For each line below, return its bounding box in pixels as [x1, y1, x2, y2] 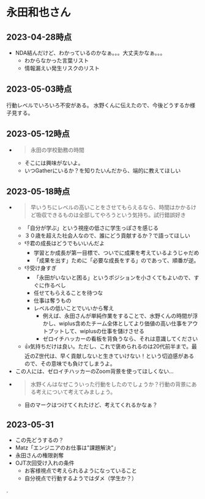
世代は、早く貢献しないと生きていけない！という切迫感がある [39, 352, 195, 360]
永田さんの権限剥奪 [15, 452, 64, 459]
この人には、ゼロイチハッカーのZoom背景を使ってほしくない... [15, 368, 174, 375]
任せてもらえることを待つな [33, 289, 103, 297]
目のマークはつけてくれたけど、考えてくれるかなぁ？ [24, 401, 158, 408]
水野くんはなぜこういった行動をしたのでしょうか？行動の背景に [30, 380, 192, 388]
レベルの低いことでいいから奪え [33, 305, 114, 312]
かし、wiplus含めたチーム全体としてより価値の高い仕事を [42, 320, 188, 327]
